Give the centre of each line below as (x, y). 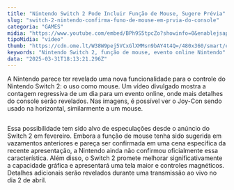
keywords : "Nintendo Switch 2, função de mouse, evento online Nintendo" (117, 53)
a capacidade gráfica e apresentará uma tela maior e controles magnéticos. (116, 165)
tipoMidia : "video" (36, 40)
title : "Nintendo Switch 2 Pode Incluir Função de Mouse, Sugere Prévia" (117, 14)
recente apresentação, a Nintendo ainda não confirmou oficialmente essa (112, 150)
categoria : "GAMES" (36, 26)
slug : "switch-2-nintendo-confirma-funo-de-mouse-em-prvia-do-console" (113, 20)
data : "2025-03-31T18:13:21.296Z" (57, 59)
